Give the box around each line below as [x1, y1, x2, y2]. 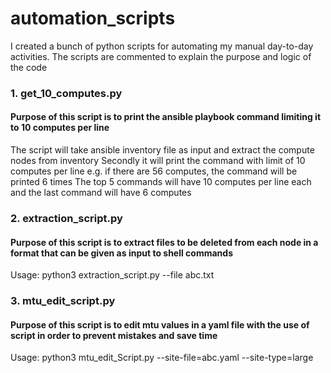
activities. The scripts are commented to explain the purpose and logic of [10, 50, 312, 62]
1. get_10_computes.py [10, 86, 123, 100]
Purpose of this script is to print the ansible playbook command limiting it [10, 111, 322, 123]
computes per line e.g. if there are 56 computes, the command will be [10, 165, 298, 177]
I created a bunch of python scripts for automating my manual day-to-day [10, 40, 314, 52]
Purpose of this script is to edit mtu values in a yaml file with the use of [10, 318, 310, 331]
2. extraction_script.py [10, 211, 123, 225]
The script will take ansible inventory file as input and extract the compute [10, 144, 315, 156]
